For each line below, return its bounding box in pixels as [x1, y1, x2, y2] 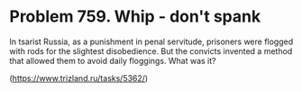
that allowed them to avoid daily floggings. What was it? [9, 55, 216, 66]
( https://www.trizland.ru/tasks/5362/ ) [9, 72, 149, 83]
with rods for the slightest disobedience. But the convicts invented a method [9, 45, 293, 56]
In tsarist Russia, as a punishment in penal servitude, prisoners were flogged [9, 36, 294, 47]
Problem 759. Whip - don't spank [9, 6, 261, 27]
